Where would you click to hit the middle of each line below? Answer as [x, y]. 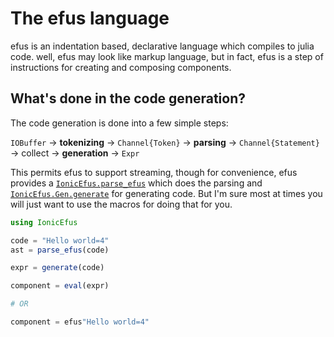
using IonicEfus [44, 222]
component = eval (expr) [60, 286]
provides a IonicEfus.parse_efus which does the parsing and [136, 183]
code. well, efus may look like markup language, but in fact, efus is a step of [167, 56]
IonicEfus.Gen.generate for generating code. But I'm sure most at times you [166, 193]
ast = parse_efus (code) [60, 250]
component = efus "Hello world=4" [80, 322]
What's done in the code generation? [128, 98]
